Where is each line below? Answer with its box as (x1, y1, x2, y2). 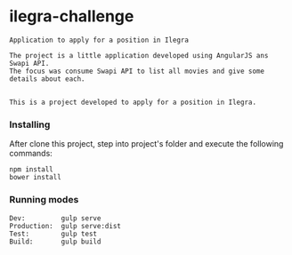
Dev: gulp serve (9, 213, 101, 223)
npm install (9, 165, 53, 174)
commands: (9, 148, 53, 159)
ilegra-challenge (9, 6, 134, 27)
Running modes (9, 194, 79, 206)
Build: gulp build (9, 237, 101, 246)
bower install (9, 173, 62, 182)
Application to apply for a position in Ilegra (9, 36, 190, 44)
